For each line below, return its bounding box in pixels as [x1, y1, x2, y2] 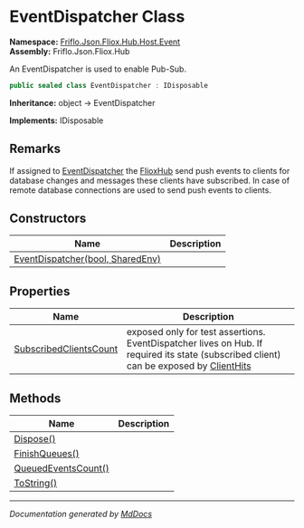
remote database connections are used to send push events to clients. [9, 184, 271, 196]
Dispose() [14, 433, 56, 446]
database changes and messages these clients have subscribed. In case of [9, 175, 290, 186]
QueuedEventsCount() [14, 462, 110, 475]
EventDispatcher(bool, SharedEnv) [14, 253, 161, 265]
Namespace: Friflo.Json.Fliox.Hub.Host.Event [9, 36, 181, 47]
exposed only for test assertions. [126, 326, 266, 339]
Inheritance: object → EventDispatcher [9, 97, 156, 108]
